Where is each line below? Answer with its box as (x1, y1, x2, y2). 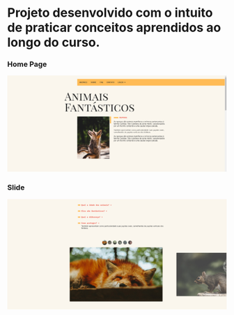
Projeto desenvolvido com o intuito (7, 5, 213, 21)
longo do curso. (7, 35, 100, 50)
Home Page (7, 59, 47, 69)
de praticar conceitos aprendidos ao (7, 20, 221, 36)
